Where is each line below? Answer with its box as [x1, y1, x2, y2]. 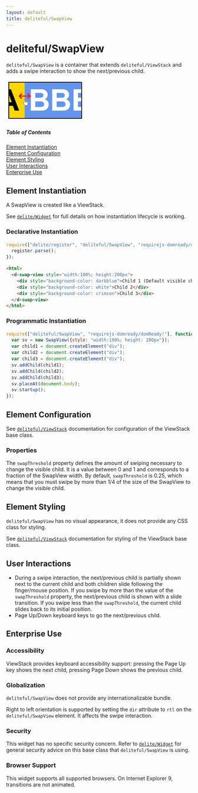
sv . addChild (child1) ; [11, 362, 65, 368]
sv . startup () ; [11, 387, 46, 393]
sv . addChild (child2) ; [11, 368, 65, 374]
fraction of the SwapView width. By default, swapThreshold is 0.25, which [6, 472, 183, 479]
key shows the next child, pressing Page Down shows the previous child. [6, 666, 183, 673]
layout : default [6, 9, 46, 15]
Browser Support [6, 761, 56, 769]
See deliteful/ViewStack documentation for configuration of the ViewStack [6, 425, 190, 432]
